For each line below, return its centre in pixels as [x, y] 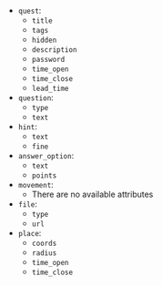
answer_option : [46, 155]
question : [36, 97]
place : [30, 233]
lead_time [51, 88]
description [54, 50]
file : [28, 204]
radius [44, 253]
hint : [28, 127]
